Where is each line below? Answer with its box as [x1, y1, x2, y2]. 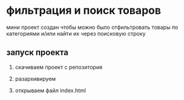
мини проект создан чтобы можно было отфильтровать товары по [6, 23, 179, 31]
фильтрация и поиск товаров [6, 4, 162, 17]
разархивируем [15, 75, 56, 82]
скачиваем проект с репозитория [15, 63, 103, 70]
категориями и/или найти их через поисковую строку [6, 30, 146, 37]
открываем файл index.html [15, 87, 87, 94]
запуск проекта [6, 48, 68, 58]
